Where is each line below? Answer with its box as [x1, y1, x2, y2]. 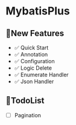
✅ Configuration [14, 58, 55, 64]
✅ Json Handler [14, 78, 54, 85]
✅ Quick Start [14, 44, 49, 51]
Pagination [14, 111, 42, 118]
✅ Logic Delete [14, 64, 52, 72]
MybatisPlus [5, 4, 70, 18]
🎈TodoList [5, 96, 45, 106]
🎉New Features [5, 28, 65, 38]
